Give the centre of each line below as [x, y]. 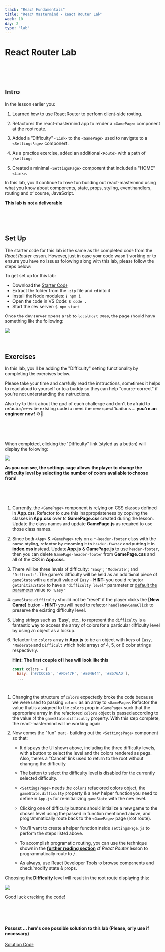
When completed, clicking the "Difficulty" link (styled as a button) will [76, 444]
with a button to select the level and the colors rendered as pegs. [85, 753]
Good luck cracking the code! [35, 897]
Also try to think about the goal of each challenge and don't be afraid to [78, 403]
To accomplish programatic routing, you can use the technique [83, 843]
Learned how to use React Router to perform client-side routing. [77, 114]
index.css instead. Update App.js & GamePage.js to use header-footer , [85, 549]
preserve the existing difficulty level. [49, 610]
